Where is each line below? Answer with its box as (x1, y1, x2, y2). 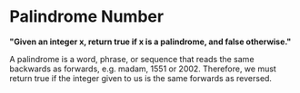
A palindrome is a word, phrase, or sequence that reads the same (9, 53, 255, 64)
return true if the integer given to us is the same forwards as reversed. (9, 72, 273, 83)
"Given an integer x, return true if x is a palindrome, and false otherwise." (9, 36, 292, 47)
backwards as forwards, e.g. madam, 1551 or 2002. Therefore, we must (9, 63, 277, 74)
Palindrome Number (9, 6, 165, 27)
